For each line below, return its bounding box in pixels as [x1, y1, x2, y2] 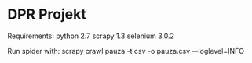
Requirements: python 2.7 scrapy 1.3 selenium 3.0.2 [7, 31, 174, 40]
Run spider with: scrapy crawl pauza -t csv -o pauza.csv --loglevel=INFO [7, 46, 245, 55]
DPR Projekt [7, 5, 87, 23]
